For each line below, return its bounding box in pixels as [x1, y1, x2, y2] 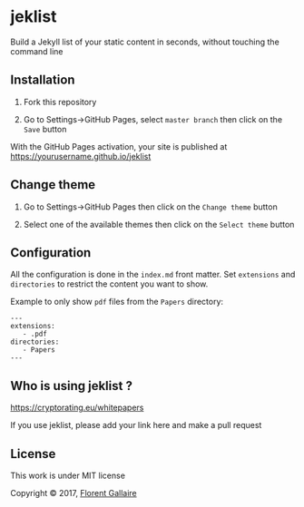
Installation [10, 73, 75, 88]
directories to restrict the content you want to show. [10, 278, 209, 289]
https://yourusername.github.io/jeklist [10, 151, 152, 161]
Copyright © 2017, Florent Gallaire [10, 488, 137, 498]
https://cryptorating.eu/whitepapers [10, 402, 144, 414]
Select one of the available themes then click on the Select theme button [23, 219, 295, 229]
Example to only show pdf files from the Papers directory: [10, 297, 224, 307]
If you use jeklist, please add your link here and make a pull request [10, 420, 262, 431]
